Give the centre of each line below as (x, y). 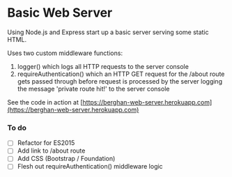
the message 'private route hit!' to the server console (93, 88)
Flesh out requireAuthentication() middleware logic (90, 167)
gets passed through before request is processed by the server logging (120, 81)
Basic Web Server (60, 13)
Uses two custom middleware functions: (65, 53)
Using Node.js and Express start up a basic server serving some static (108, 32)
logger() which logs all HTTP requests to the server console (103, 66)
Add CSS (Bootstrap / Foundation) (66, 159)
